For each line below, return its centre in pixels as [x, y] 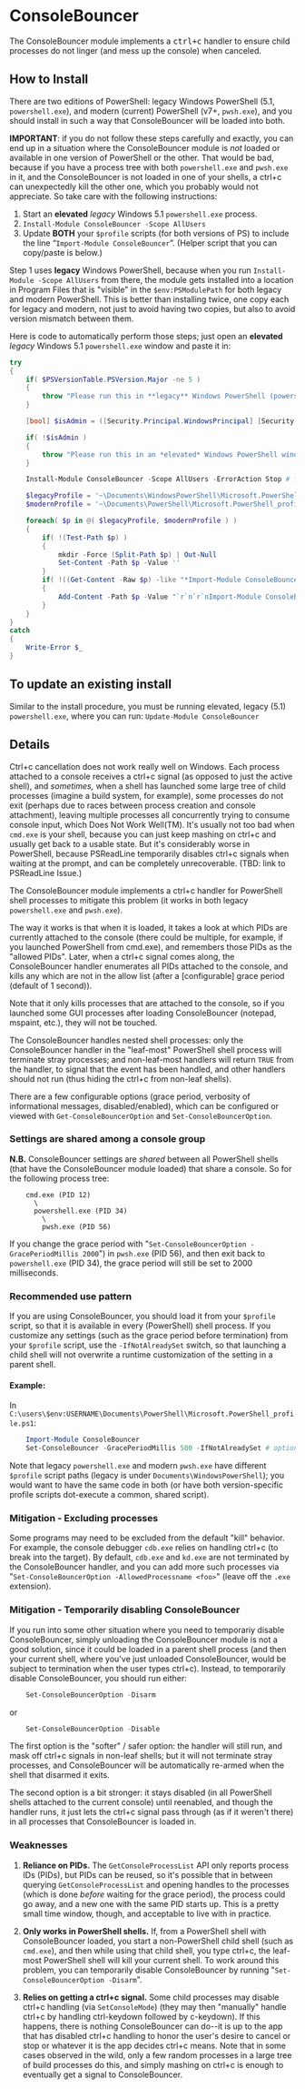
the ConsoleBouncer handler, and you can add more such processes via [144, 1567]
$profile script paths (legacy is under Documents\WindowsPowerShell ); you [147, 1476]
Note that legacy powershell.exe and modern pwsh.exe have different [138, 1466]
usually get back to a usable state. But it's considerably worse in [130, 843]
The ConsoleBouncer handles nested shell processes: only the [126, 1040]
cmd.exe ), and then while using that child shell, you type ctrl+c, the [147, 1950]
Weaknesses [39, 1845]
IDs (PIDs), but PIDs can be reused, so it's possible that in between [148, 1874]
